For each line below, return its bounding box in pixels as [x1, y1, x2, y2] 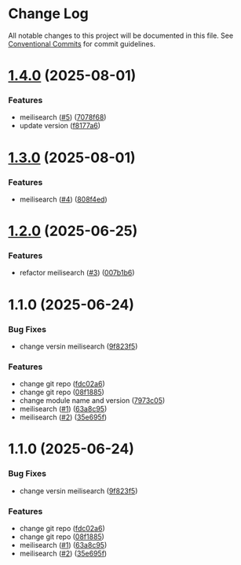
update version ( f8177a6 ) [19, 121, 100, 131]
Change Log [8, 5, 89, 23]
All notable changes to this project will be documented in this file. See [8, 31, 234, 40]
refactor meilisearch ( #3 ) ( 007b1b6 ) [19, 268, 135, 278]
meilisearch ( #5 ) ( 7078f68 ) [19, 113, 107, 122]
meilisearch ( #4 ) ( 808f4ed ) [19, 194, 108, 204]
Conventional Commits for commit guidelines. [8, 39, 155, 48]
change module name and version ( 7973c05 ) [19, 396, 166, 405]
